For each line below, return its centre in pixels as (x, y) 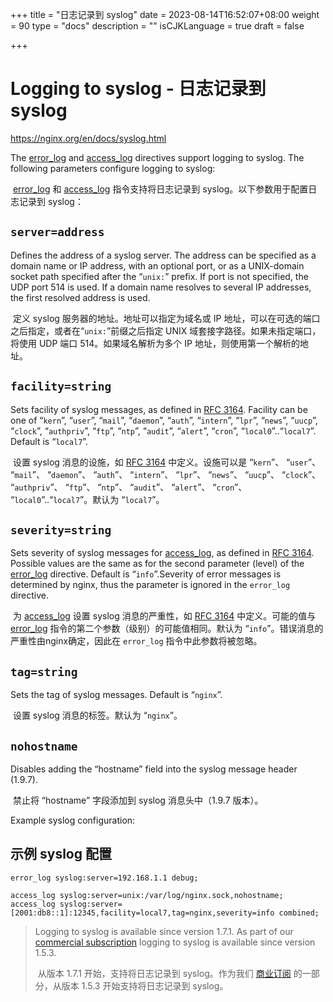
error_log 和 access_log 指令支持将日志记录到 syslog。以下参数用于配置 (160, 189)
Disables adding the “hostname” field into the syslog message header (154, 769)
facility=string (61, 386)
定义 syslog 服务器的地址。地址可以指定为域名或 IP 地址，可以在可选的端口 (166, 318)
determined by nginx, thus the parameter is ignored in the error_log (150, 585)
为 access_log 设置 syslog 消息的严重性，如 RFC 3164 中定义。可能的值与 (164, 616)
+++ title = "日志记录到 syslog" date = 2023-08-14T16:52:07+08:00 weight (165, 14)
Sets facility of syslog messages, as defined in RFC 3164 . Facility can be (159, 409)
